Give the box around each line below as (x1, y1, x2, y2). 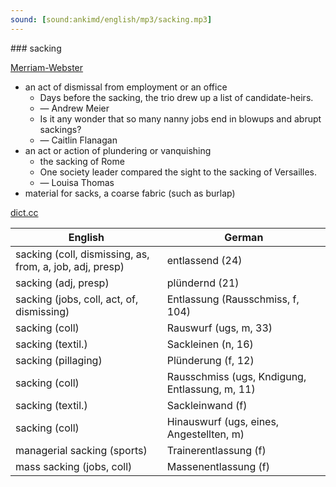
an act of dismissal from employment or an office (24, 81, 228, 93)
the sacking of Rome (39, 155, 125, 167)
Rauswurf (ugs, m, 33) (166, 321, 273, 335)
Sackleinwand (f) (166, 398, 248, 412)
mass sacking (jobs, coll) (15, 459, 133, 473)
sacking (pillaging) (15, 353, 103, 367)
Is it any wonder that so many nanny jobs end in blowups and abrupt (39, 112, 322, 125)
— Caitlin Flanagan (39, 134, 118, 146)
